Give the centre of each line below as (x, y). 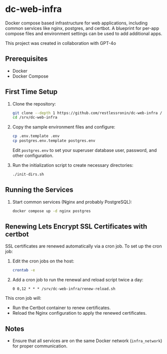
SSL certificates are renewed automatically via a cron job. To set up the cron (83, 246)
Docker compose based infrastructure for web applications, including (77, 23)
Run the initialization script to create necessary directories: (73, 165)
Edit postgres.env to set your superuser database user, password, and (84, 150)
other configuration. (33, 156)
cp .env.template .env (36, 136)
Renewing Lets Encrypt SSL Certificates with (76, 227)
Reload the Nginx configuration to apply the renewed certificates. (80, 313)
